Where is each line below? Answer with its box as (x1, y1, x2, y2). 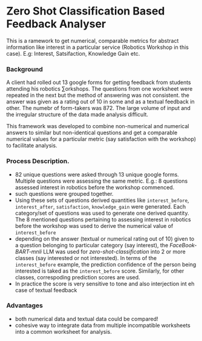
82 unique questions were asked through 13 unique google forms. (15, 170, 180, 178)
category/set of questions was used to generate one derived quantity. (15, 209, 189, 216)
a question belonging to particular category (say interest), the (15, 241, 169, 248)
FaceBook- (169, 241, 197, 248)
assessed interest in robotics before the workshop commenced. (15, 183, 175, 191)
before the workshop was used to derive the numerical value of (15, 222, 174, 229)
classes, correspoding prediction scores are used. (15, 273, 140, 281)
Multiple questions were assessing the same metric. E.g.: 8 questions (15, 177, 188, 184)
